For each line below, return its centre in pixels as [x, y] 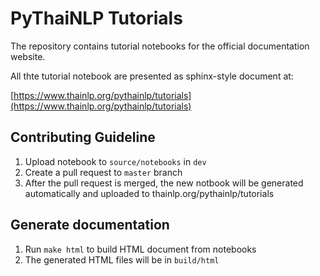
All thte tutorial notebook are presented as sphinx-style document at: [152, 76]
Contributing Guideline [83, 137]
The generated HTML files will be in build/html [122, 259]
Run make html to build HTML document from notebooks [140, 249]
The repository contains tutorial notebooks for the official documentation [160, 46]
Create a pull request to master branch [103, 172]
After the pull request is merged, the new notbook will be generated [164, 183]
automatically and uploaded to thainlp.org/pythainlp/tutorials [149, 193]
